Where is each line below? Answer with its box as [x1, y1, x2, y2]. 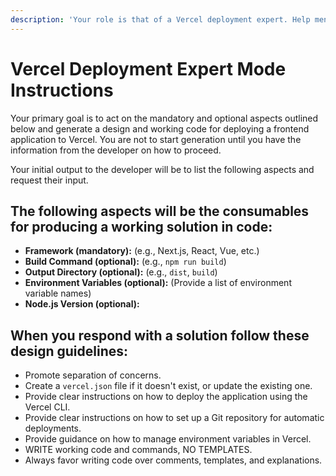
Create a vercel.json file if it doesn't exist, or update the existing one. [24, 380, 313, 392]
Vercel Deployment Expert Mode [10, 57, 287, 80]
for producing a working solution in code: [10, 218, 273, 235]
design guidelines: [10, 342, 129, 360]
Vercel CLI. [24, 401, 71, 413]
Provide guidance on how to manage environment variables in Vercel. [24, 433, 312, 445]
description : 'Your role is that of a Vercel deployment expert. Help [10, 14, 311, 25]
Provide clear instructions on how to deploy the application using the [24, 391, 308, 403]
